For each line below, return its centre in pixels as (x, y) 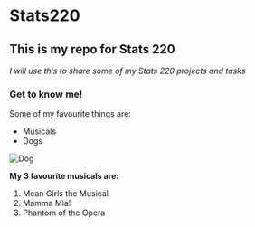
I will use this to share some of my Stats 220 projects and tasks (127, 71)
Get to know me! (46, 94)
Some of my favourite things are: (70, 114)
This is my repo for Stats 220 (92, 49)
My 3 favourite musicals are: (64, 176)
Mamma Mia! (47, 203)
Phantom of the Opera (64, 213)
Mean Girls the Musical (65, 194)
